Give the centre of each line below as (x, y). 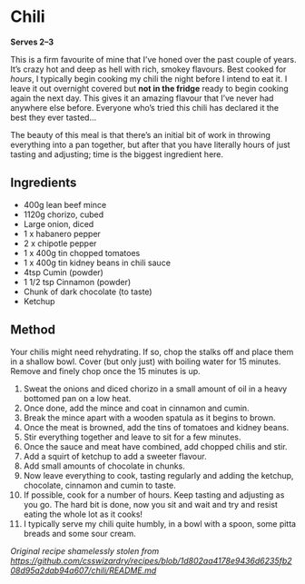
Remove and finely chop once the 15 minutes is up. (105, 371)
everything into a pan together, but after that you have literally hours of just (150, 144)
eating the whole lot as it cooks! (83, 514)
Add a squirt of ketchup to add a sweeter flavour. (115, 456)
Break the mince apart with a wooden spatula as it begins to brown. (149, 417)
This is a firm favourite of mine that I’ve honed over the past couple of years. (153, 59)
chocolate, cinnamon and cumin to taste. (99, 485)
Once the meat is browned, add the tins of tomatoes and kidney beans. (156, 427)
